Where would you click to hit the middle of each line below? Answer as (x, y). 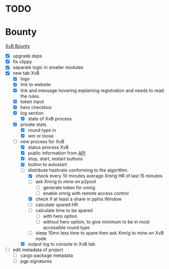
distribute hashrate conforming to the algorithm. (78, 170)
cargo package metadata (47, 256)
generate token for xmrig (69, 187)
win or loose (41, 136)
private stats (33, 124)
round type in (42, 130)
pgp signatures (36, 261)
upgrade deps (27, 56)
